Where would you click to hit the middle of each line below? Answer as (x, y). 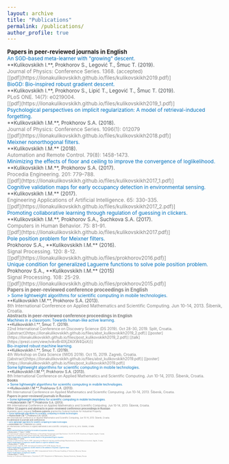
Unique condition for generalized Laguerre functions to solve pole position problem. (108, 265)
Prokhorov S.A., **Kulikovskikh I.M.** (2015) (61, 271)
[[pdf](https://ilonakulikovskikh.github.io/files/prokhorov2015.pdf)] (87, 284)
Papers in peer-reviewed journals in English (68, 52)
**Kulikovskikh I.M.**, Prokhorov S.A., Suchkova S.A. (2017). (80, 219)
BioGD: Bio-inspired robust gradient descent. (61, 84)
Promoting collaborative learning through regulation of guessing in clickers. (97, 213)
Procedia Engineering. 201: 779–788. (51, 175)
